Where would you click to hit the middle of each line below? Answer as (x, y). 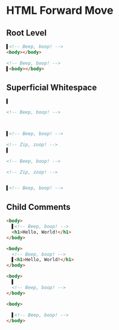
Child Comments (38, 207)
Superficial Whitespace (52, 87)
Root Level (27, 33)
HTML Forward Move (60, 11)
